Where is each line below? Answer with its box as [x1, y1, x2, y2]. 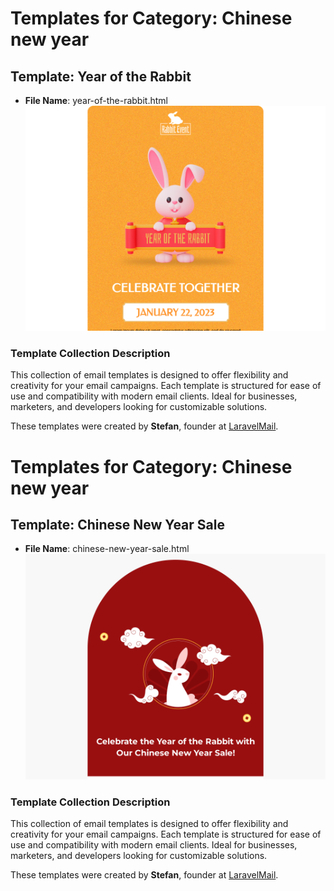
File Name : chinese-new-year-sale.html [24, 543, 190, 555]
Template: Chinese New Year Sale [10, 517, 225, 534]
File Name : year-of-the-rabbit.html [24, 95, 168, 106]
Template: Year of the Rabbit [10, 68, 192, 85]
